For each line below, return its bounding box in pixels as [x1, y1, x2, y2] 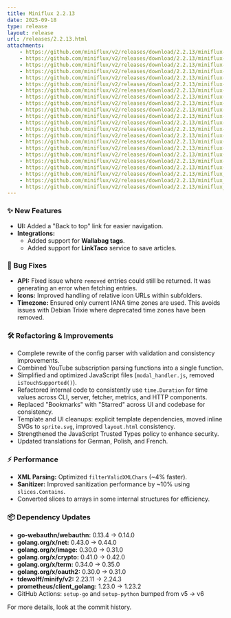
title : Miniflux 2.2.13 [7, 10, 76, 17]
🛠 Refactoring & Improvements [7, 330, 113, 340]
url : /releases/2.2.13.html [7, 36, 88, 43]
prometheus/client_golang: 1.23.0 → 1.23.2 [16, 582, 142, 590]
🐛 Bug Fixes [7, 261, 47, 270]
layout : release [7, 29, 54, 37]
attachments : [7, 42, 45, 49]
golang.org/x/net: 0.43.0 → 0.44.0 [16, 538, 117, 546]
